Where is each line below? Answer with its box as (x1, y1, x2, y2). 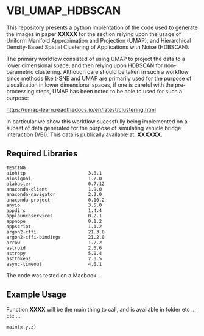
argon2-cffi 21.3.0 (6, 228, 105, 235)
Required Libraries (6, 148, 78, 159)
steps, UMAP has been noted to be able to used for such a (35, 87, 183, 95)
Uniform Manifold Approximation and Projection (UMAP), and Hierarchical (6, 37, 191, 44)
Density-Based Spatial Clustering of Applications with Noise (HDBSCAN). (6, 43, 190, 51)
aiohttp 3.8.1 (6, 170, 102, 176)
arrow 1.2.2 (6, 239, 102, 246)
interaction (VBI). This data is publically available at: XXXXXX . (6, 131, 163, 138)
